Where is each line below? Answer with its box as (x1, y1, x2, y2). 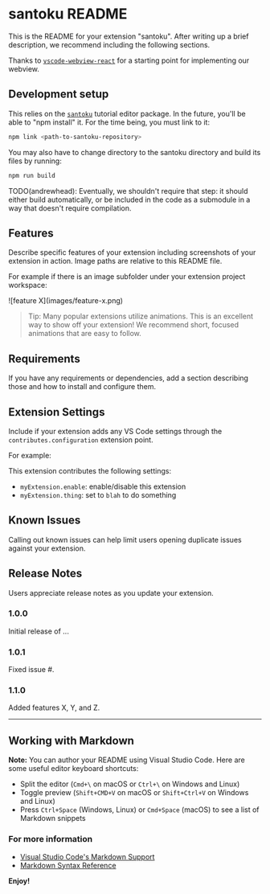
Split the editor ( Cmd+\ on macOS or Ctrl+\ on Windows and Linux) (19, 779, 240, 789)
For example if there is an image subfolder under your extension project (8, 272, 246, 281)
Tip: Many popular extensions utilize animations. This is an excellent (27, 311, 254, 322)
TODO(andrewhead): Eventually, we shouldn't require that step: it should (8, 186, 248, 195)
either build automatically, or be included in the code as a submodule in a (8, 195, 251, 204)
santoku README (8, 5, 128, 23)
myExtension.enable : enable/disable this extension (19, 482, 186, 491)
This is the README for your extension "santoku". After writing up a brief (8, 31, 249, 41)
